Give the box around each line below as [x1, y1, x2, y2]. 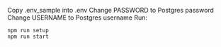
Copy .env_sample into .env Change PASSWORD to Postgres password [7, 6, 215, 14]
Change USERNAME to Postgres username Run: [7, 13, 147, 22]
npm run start [7, 33, 50, 40]
